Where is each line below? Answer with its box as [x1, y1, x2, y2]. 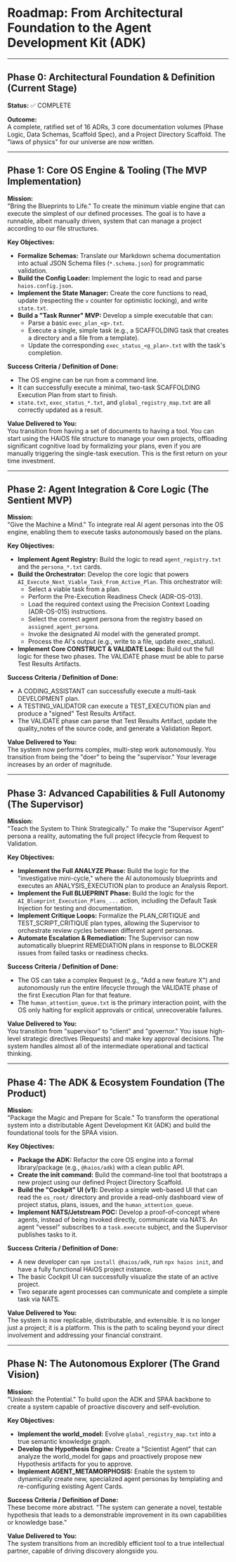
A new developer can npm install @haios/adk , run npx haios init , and [17, 1258, 223, 1266]
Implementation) [7, 176, 82, 188]
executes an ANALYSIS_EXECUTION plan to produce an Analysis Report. [17, 882, 228, 890]
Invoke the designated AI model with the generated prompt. [27, 630, 200, 638]
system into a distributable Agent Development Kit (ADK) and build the [7, 1121, 211, 1129]
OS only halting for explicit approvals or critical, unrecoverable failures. [17, 1006, 223, 1014]
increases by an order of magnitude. [7, 761, 112, 769]
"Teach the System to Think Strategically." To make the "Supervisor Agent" [7, 825, 225, 833]
